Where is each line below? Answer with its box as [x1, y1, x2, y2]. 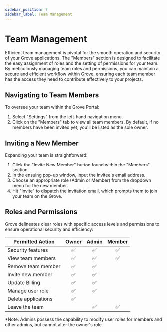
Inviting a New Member [5, 139, 79, 147]
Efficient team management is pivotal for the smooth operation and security [5, 50, 161, 56]
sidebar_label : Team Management [5, 12, 72, 17]
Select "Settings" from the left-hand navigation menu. [12, 114, 123, 120]
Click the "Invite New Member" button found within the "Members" [12, 162, 150, 167]
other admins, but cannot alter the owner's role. [5, 321, 103, 327]
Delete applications [7, 295, 53, 302]
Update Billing [7, 279, 41, 286]
